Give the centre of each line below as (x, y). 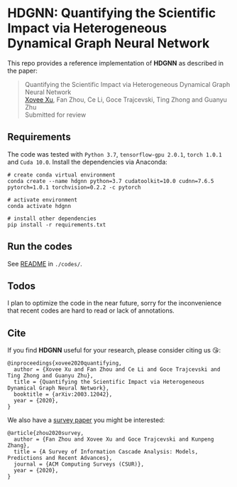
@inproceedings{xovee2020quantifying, (65, 363)
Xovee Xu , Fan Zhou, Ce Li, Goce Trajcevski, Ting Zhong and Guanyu (126, 99)
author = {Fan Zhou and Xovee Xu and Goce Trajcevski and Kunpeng (114, 439)
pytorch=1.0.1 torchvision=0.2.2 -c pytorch (74, 187)
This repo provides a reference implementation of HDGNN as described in (116, 63)
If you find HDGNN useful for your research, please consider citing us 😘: (114, 350)
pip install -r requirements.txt (57, 225)
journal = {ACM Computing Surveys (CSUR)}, (79, 464)
